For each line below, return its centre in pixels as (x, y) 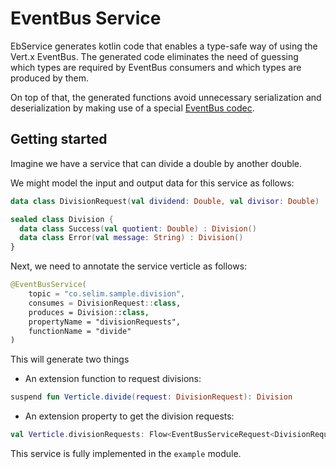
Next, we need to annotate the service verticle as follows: (129, 266)
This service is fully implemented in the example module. (126, 453)
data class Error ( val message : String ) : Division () (131, 238)
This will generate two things (70, 359)
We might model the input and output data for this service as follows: (152, 183)
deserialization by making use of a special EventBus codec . (132, 108)
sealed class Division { (62, 219)
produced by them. (49, 78)
